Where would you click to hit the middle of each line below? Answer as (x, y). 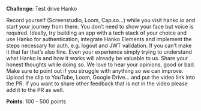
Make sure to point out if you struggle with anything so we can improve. (95, 71)
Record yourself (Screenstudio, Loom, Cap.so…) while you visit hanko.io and (101, 20)
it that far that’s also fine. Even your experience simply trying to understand (99, 52)
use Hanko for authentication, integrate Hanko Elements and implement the (99, 39)
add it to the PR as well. (35, 90)
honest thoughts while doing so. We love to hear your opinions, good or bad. (101, 64)
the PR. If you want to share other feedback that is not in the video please (97, 84)
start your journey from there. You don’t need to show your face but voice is (100, 27)
